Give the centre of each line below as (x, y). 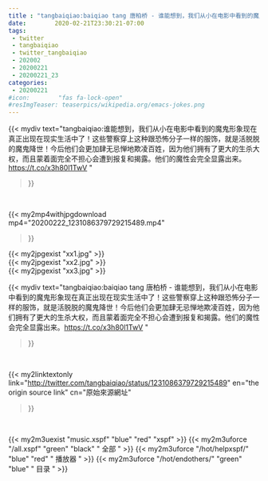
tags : (17, 30)
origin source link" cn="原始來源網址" (70, 392)
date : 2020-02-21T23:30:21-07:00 (77, 23)
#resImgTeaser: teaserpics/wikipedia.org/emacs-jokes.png (106, 105)
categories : (28, 82)
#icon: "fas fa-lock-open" (66, 98)
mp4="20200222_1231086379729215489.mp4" (87, 223)
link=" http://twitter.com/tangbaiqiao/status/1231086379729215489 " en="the (134, 383)
